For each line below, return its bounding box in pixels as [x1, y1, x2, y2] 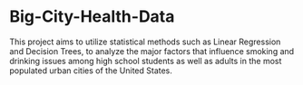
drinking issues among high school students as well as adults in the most [9, 55, 282, 66]
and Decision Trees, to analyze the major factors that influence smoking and [9, 45, 295, 56]
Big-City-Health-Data [9, 6, 175, 27]
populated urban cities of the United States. [9, 65, 172, 76]
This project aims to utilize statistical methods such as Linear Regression [9, 36, 281, 47]
